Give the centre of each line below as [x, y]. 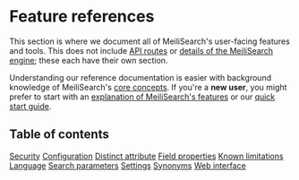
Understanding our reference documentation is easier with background [140, 77]
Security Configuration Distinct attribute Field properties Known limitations [146, 156]
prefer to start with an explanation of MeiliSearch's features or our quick [142, 97]
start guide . [30, 106]
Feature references [82, 17]
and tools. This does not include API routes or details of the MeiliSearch [141, 50]
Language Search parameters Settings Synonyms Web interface [128, 165]
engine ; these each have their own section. [89, 60]
